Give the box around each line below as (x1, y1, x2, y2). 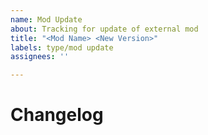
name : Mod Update (10, 14, 83, 25)
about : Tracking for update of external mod (10, 24, 199, 34)
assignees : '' (10, 52, 70, 62)
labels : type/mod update (10, 42, 114, 53)
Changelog (10, 104, 104, 126)
